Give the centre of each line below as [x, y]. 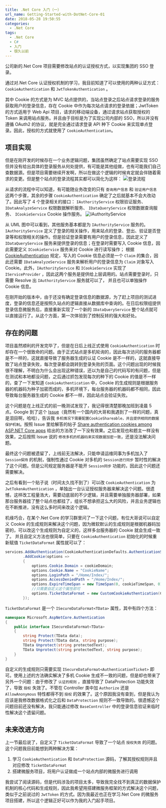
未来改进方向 [25, 729]
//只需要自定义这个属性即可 [56, 589]
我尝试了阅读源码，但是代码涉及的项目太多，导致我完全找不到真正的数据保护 [83, 782]
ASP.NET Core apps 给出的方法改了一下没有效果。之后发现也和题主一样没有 [82, 431]
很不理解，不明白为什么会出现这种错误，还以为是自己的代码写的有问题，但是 [83, 371]
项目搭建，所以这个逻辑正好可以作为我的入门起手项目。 [61, 801]
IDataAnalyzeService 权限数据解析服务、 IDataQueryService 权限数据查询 [79, 208]
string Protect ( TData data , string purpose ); [71, 641]
